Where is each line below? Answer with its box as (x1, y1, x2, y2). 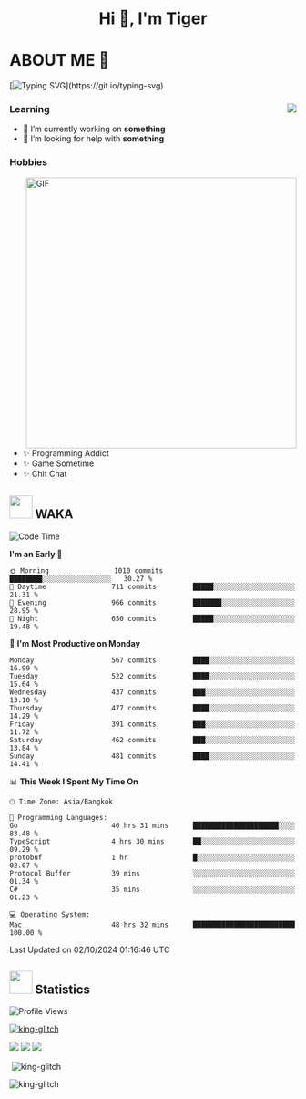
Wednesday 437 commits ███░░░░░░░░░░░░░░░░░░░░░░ (9, 688, 296, 697)
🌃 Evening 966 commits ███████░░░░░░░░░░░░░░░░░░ (9, 597, 296, 607)
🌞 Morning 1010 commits (9, 565, 164, 575)
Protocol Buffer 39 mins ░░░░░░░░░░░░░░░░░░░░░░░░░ (9, 868, 296, 878)
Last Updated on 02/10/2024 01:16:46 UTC (9, 944, 170, 955)
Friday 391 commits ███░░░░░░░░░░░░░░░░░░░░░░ (9, 720, 296, 729)
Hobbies (9, 156, 48, 169)
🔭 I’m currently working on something (22, 123, 166, 135)
